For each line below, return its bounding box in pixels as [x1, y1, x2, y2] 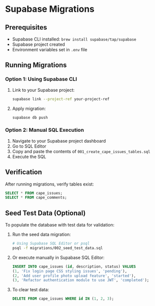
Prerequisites [5, 23, 47, 32]
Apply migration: [12, 105, 46, 112]
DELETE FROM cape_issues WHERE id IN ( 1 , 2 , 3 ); [12, 296, 114, 302]
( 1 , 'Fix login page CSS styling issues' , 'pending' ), [12, 268, 127, 273]
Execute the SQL [12, 153, 47, 159]
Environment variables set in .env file [12, 47, 88, 52]
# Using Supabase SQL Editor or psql [12, 241, 90, 246]
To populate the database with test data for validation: [5, 222, 115, 228]
